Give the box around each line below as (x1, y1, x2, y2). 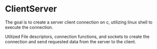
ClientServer (5, 3, 57, 14)
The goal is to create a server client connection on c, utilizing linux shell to (5, 19, 153, 25)
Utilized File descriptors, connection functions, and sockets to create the (5, 34, 150, 39)
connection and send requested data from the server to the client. (5, 38, 136, 44)
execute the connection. (5, 24, 53, 30)
